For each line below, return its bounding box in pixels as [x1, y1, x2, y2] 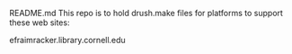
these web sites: [9, 17, 70, 28]
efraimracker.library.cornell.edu [9, 35, 126, 45]
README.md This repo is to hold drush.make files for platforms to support [9, 8, 283, 18]
